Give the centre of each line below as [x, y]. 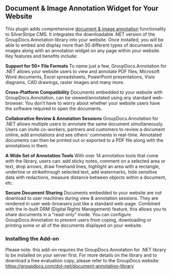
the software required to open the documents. [54, 108]
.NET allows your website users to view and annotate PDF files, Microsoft [82, 71]
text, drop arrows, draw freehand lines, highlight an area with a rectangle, [83, 166]
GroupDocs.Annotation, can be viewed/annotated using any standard [78, 97]
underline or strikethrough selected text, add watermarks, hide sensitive [81, 172]
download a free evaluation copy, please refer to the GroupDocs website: [82, 261]
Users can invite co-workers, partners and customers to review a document [85, 129]
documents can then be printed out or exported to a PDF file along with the [84, 140]
